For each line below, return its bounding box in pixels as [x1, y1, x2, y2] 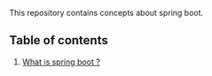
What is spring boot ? [21, 57, 100, 67]
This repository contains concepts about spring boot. [9, 8, 204, 18]
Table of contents [9, 33, 108, 48]
